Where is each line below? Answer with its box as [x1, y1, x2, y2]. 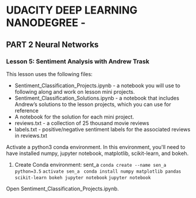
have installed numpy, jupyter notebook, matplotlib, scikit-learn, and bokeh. [6, 150, 189, 157]
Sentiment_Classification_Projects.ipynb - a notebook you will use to [14, 82, 181, 89]
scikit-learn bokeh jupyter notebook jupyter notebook [14, 174, 151, 180]
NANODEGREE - [6, 16, 86, 29]
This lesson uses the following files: [6, 70, 93, 77]
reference [14, 107, 39, 114]
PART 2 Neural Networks [6, 39, 99, 49]
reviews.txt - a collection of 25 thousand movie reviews [14, 119, 150, 127]
